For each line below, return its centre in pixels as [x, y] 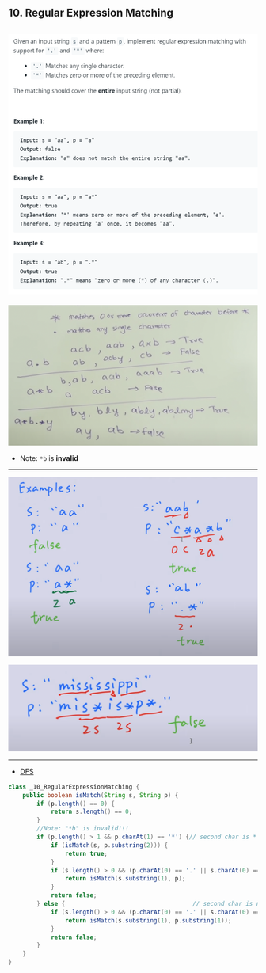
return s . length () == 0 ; [91, 812]
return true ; [86, 853]
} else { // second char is [145, 904]
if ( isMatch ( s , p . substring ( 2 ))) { [109, 845]
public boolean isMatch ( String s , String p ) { [101, 795]
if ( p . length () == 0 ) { [76, 804]
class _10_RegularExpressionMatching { [74, 787]
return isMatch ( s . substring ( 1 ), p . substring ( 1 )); [148, 920]
